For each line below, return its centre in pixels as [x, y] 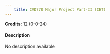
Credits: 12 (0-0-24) [26, 24]
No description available [30, 46]
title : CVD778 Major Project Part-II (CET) [60, 10]
